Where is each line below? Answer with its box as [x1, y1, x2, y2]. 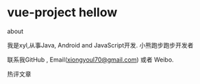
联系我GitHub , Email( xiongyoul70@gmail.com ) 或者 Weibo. [7, 56, 174, 64]
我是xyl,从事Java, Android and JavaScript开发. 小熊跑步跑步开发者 [7, 41, 194, 49]
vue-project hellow [7, 5, 118, 20]
